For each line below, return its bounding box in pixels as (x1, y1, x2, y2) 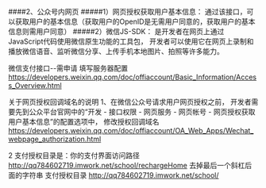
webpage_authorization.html (8, 134, 102, 144)
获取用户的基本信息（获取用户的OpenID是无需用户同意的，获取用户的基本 (14, 17, 256, 26)
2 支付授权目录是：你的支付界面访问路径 (8, 151, 141, 160)
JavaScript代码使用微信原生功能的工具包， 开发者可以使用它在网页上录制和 (8, 36, 254, 46)
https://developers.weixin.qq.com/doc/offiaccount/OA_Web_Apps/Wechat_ (8, 126, 254, 135)
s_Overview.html (8, 81, 62, 90)
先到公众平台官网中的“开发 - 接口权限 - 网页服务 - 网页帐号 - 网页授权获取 (14, 107, 256, 117)
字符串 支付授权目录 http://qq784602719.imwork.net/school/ (21, 171, 220, 180)
